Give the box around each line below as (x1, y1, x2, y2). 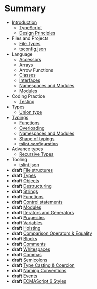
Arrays (19, 62, 33, 68)
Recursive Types (19, 151, 54, 157)
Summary (4, 3, 46, 14)
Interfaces (19, 77, 41, 83)
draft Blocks (11, 235, 38, 241)
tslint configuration (19, 141, 58, 146)
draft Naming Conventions (11, 267, 67, 273)
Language (11, 51, 33, 57)
